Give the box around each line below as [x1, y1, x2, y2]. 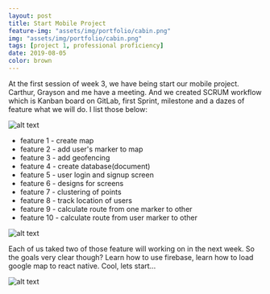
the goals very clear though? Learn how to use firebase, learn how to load [8, 252, 254, 262]
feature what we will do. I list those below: [8, 104, 147, 114]
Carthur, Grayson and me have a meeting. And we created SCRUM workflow [8, 87, 262, 97]
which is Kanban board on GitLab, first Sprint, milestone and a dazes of [8, 96, 245, 106]
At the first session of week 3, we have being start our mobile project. [8, 78, 239, 89]
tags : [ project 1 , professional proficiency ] [8, 42, 164, 50]
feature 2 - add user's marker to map [19, 144, 143, 154]
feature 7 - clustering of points [19, 187, 123, 197]
